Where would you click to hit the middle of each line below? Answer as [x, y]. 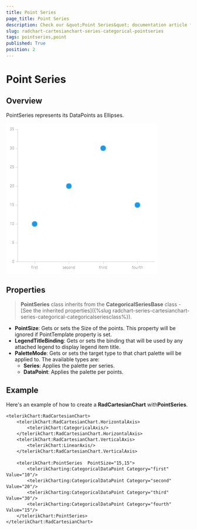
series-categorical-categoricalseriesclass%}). [76, 317]
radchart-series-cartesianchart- [151, 310]
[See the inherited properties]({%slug [66, 310]
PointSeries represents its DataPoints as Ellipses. [65, 115]
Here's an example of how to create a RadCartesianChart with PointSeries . [97, 404]
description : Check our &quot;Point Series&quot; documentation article [97, 25]
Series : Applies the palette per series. [69, 365]
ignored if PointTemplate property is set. [63, 334]
